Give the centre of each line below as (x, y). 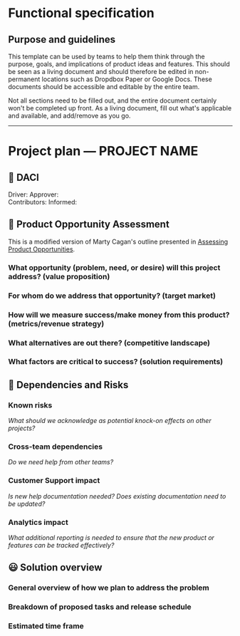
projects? (22, 428)
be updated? (27, 504)
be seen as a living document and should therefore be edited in (101, 72)
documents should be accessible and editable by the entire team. (104, 87)
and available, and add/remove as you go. (69, 116)
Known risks (30, 405)
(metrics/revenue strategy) (56, 323)
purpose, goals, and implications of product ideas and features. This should (119, 64)
